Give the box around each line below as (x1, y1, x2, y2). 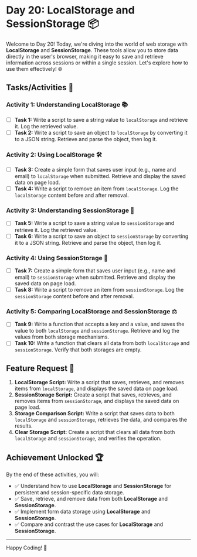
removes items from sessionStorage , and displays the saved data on (14, 398, 179, 405)
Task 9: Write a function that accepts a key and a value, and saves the (14, 320, 185, 328)
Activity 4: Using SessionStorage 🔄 (6, 254, 108, 262)
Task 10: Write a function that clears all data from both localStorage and (14, 340, 190, 347)
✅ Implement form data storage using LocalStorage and (14, 508, 151, 515)
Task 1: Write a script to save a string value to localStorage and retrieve (14, 116, 188, 123)
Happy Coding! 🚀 (6, 544, 47, 551)
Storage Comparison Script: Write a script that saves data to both (14, 410, 175, 417)
